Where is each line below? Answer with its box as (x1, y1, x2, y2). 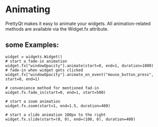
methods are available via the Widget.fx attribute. (5, 26, 109, 32)
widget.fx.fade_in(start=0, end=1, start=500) (5, 90, 106, 95)
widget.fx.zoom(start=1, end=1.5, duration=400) (5, 103, 111, 108)
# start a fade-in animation (5, 59, 67, 64)
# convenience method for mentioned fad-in (5, 85, 99, 90)
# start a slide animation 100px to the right (5, 112, 106, 117)
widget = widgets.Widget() (5, 54, 63, 59)
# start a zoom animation (5, 98, 60, 104)
